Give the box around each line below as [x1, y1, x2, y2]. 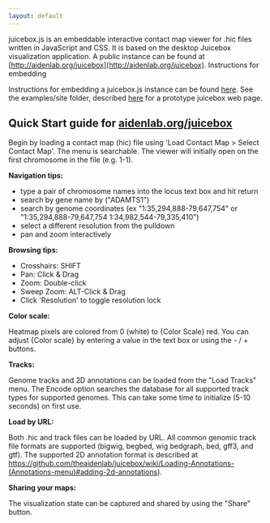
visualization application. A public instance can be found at [8, 51, 205, 61]
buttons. [8, 344, 36, 354]
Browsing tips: [8, 245, 58, 255]
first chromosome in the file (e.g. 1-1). [8, 155, 134, 165]
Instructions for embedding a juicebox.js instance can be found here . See [8, 84, 254, 94]
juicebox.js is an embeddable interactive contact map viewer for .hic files [8, 34, 252, 44]
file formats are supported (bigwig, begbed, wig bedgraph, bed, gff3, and [8, 441, 254, 451]
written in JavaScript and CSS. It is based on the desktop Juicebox [8, 42, 231, 53]
